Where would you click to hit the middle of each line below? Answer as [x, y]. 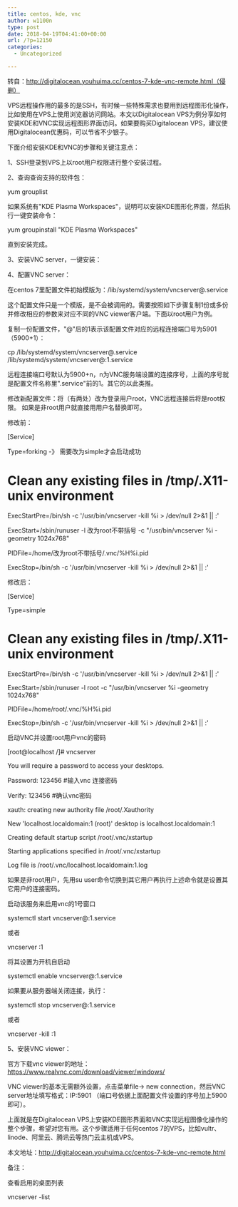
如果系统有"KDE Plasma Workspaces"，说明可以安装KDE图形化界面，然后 [116, 206]
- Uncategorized [38, 54]
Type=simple [27, 610]
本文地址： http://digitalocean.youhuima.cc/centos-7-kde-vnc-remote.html [117, 1152]
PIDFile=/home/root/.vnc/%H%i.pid [59, 709]
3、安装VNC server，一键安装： [55, 259]
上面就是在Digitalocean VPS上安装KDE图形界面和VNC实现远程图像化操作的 [118, 1119]
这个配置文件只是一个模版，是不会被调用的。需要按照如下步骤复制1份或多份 [118, 304]
